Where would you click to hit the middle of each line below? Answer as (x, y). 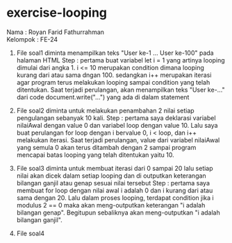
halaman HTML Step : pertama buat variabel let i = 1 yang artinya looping (121, 60)
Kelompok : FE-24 (32, 39)
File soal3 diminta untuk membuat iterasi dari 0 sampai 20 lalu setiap (115, 168)
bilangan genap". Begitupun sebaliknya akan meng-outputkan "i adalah (118, 212)
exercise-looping (57, 13)
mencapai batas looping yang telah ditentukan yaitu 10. (95, 155)
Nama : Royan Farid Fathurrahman (56, 32)
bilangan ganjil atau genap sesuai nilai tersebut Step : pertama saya (113, 183)
